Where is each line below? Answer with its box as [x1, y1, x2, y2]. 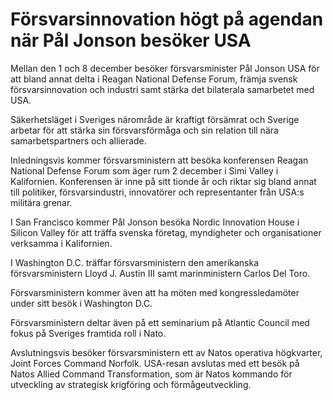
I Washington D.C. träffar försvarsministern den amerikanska [10, 256, 260, 268]
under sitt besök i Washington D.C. [10, 297, 153, 309]
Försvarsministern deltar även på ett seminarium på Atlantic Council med [10, 316, 310, 328]
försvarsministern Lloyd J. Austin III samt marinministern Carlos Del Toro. [10, 267, 311, 279]
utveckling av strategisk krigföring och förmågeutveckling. [10, 378, 252, 390]
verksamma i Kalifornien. [10, 237, 113, 249]
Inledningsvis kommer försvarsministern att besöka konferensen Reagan [10, 154, 309, 166]
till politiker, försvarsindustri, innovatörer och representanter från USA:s [10, 186, 305, 198]
